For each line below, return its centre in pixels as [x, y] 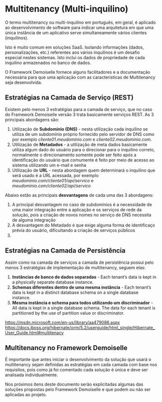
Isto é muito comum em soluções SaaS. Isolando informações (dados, [74, 47]
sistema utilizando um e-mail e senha [49, 165]
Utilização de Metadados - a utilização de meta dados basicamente [80, 145]
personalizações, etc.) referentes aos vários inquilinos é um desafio [73, 52]
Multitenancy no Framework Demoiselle [66, 348]
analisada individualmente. [31, 375]
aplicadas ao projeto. [26, 395]
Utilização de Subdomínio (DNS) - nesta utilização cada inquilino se [80, 129]
